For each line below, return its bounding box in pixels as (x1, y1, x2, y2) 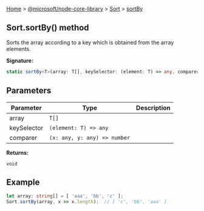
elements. (6, 45, 32, 52)
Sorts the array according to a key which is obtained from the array (6, 39, 174, 46)
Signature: (6, 57, 33, 64)
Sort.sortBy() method (6, 22, 89, 33)
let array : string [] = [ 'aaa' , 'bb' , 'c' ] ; (6, 193, 123, 199)
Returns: (6, 149, 29, 156)
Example (6, 177, 40, 187)
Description (135, 103, 171, 112)
